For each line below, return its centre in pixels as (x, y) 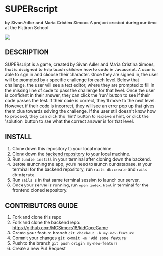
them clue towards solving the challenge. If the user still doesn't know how (80, 111)
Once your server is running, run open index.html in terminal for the (80, 185)
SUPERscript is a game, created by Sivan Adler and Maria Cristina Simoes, (80, 64)
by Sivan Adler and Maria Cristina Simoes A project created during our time (81, 23)
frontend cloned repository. (40, 190)
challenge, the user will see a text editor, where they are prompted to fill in (80, 85)
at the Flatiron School (26, 27)
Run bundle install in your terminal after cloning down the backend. (81, 159)
